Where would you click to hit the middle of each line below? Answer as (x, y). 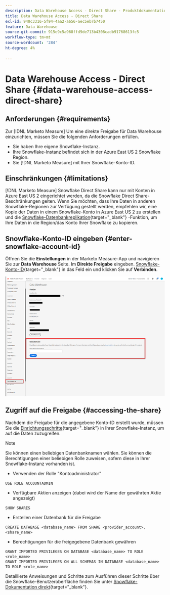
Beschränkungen (23, 201)
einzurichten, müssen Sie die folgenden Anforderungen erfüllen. (72, 136)
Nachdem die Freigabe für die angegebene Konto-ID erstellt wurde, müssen (84, 423)
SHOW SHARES (18, 508)
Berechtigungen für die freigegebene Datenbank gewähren (74, 541)
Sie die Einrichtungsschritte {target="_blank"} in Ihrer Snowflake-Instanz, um (85, 428)
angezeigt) (24, 498)
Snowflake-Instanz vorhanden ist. (40, 464)
